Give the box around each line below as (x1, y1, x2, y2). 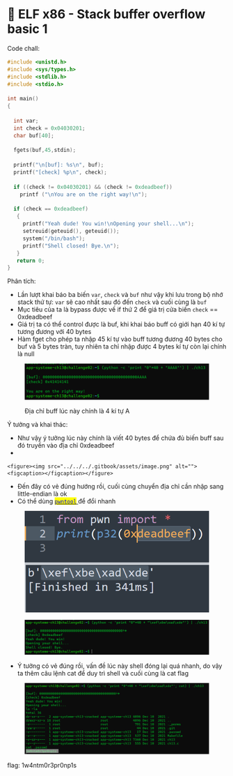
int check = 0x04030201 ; (13, 125, 86, 132)
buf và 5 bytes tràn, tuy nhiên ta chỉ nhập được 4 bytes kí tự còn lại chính (17, 342, 227, 351)
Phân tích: (7, 277, 36, 285)
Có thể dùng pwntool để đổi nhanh (17, 497, 116, 505)
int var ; (13, 117, 39, 124)
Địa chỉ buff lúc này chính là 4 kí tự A (24, 407, 130, 416)
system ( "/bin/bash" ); (22, 235, 86, 242)
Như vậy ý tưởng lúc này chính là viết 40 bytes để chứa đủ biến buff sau (17, 434, 224, 442)
